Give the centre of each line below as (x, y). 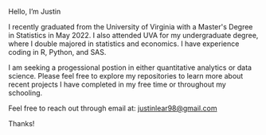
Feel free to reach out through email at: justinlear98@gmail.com (113, 108)
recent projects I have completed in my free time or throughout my (117, 84)
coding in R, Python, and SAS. (57, 52)
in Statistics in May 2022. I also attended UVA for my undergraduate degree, (133, 35)
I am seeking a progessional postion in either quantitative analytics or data (130, 67)
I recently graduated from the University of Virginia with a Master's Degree (131, 27)
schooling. (25, 93)
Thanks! (22, 123)
